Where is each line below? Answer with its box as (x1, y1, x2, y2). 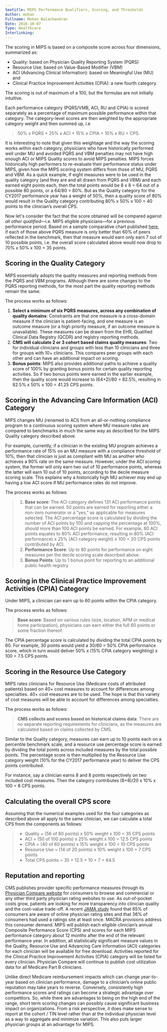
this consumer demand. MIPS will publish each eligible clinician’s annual (5, 921, 153, 927)
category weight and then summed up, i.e (5, 120, 91, 126)
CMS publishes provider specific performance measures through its (5, 885, 144, 891)
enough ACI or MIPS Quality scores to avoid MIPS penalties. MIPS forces (5, 156, 154, 162)
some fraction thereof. (17, 628, 63, 634)
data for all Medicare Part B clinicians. (5, 964, 83, 970)
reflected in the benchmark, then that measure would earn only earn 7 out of (5, 234, 162, 240)
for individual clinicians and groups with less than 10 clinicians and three (12, 344, 161, 350)
